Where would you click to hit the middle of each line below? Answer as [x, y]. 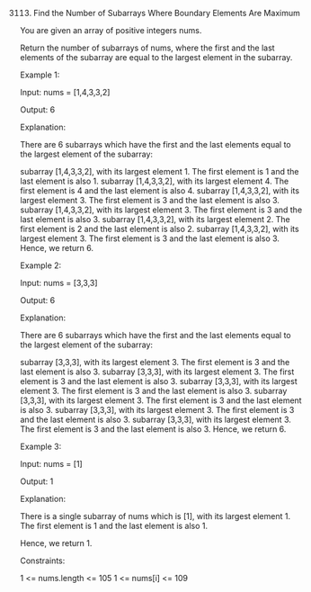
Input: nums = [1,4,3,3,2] [65, 92]
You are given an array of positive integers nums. [111, 30]
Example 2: [41, 265]
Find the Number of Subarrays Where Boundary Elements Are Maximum [166, 13]
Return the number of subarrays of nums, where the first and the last [147, 48]
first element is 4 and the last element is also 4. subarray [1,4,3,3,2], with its [160, 191]
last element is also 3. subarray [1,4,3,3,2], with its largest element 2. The [155, 219]
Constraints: [43, 561]
